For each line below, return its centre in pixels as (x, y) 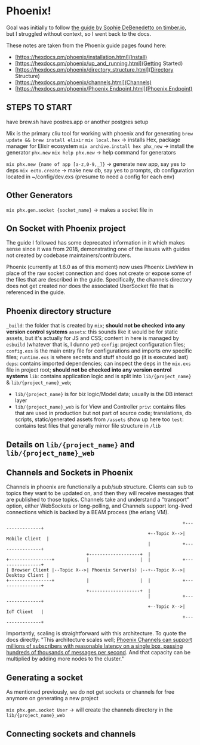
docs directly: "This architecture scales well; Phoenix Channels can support (99, 640)
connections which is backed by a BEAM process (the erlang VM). (87, 512)
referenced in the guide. (36, 292)
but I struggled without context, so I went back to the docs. (79, 33)
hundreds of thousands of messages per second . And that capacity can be (99, 653)
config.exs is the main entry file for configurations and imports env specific (99, 351)
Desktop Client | (28, 576)
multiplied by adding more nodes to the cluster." (65, 659)
